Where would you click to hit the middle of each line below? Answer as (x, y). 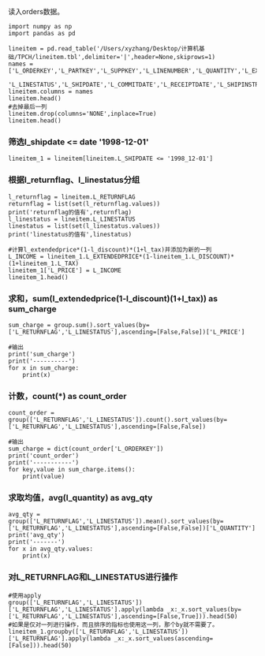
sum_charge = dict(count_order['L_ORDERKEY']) (86, 449)
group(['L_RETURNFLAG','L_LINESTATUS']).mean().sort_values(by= (116, 522)
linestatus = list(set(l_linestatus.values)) (84, 226)
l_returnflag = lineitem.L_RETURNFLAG (72, 197)
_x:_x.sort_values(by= (204, 609)
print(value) (44, 477)
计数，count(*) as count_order (67, 396)
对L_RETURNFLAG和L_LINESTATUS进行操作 (93, 577)
